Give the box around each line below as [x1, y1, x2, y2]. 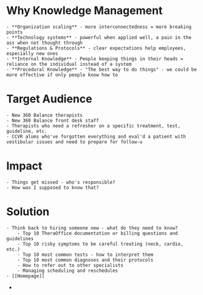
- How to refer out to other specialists [17, 262, 123, 268]
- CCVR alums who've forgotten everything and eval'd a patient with [6, 133, 187, 140]
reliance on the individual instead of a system [6, 61, 132, 67]
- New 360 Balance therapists [6, 112, 83, 118]
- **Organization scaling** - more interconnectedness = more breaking [6, 24, 191, 30]
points [6, 29, 23, 35]
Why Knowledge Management [6, 4, 163, 18]
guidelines [6, 235, 34, 241]
